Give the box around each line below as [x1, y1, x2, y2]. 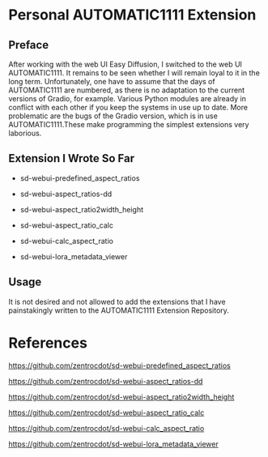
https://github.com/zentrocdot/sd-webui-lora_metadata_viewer [8, 439, 219, 449]
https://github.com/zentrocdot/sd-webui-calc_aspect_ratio [8, 423, 205, 433]
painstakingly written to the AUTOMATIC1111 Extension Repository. [8, 305, 229, 315]
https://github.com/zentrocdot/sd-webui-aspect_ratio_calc [8, 408, 205, 417]
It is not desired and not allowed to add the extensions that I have [8, 297, 226, 306]
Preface [8, 38, 49, 52]
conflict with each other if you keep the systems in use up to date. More [8, 103, 249, 112]
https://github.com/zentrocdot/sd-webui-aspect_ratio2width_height [8, 391, 235, 402]
